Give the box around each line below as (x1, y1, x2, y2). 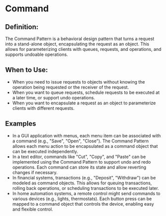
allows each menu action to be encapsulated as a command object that (12, 143, 158, 149)
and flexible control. (12, 206, 54, 212)
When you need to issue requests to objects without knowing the (12, 79, 145, 85)
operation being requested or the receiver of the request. (12, 84, 129, 90)
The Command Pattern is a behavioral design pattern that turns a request (5, 36, 155, 42)
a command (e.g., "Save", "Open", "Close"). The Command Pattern (12, 138, 149, 144)
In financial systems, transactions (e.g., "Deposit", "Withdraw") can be (12, 174, 156, 180)
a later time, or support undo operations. (12, 94, 95, 100)
